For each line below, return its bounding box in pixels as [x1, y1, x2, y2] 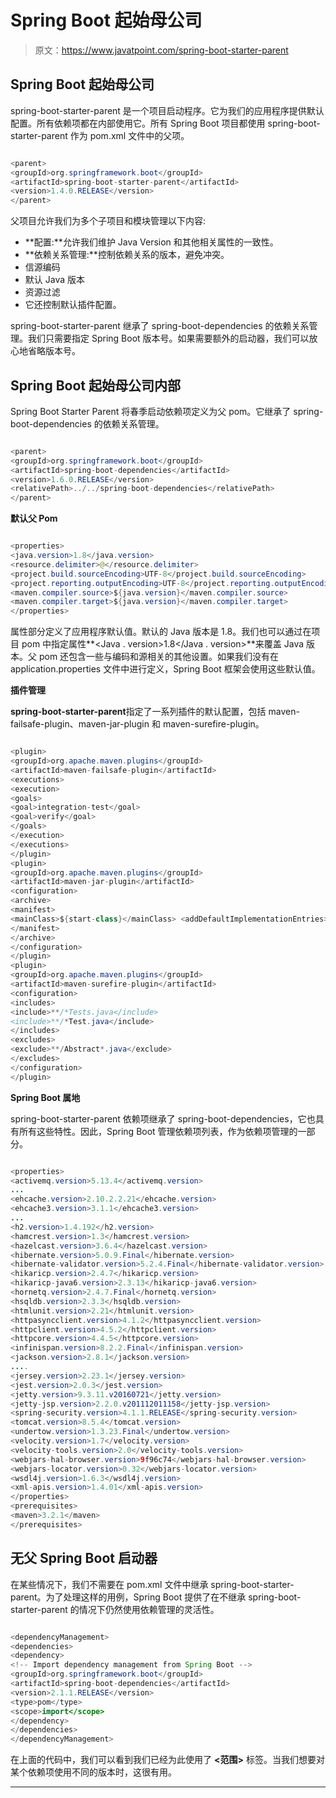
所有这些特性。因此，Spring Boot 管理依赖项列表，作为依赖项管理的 [18, 1125, 298, 1137]
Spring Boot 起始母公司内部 [10, 377, 181, 394]
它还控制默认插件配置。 [24, 299, 122, 311]
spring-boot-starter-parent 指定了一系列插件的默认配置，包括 [10, 706, 267, 718]
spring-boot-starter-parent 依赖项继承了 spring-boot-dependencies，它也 [10, 1112, 316, 1125]
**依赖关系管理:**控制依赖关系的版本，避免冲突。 [24, 249, 230, 261]
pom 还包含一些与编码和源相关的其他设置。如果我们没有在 [38, 651, 280, 663]
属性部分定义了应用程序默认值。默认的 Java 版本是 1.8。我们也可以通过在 [10, 626, 312, 638]
